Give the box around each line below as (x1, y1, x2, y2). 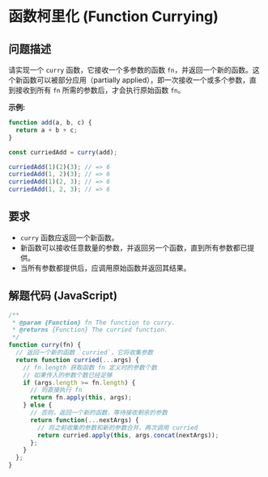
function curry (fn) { (8, 341, 82, 349)
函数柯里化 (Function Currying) (8, 7, 219, 26)
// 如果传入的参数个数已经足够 (23, 371, 113, 379)
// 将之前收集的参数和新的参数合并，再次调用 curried (37, 424, 198, 432)
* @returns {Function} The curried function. (11, 326, 168, 334)
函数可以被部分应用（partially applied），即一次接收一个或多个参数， (22, 75, 250, 85)
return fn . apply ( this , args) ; (29, 394, 132, 402)
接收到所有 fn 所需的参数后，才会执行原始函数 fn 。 (15, 86, 185, 95)
